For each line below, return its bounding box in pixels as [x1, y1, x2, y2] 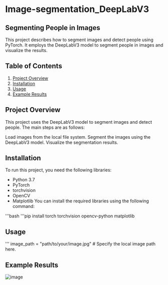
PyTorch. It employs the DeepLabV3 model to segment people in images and [5, 42, 163, 48]
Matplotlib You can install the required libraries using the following [12, 198, 149, 204]
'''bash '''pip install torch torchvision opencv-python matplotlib [5, 213, 135, 219]
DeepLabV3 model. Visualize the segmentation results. [5, 139, 118, 145]
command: [12, 203, 35, 209]
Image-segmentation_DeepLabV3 [5, 4, 149, 15]
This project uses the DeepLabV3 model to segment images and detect [5, 119, 152, 125]
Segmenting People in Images [5, 24, 100, 32]
